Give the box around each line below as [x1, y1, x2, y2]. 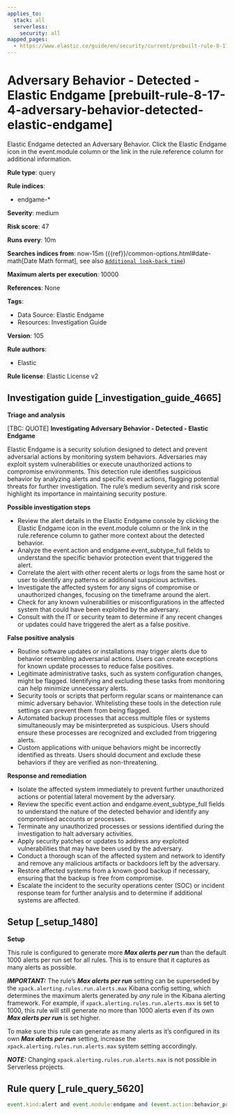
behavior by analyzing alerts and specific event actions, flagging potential [7, 474, 219, 483]
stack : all [13, 17, 45, 24]
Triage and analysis [7, 410, 65, 419]
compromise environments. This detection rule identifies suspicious [7, 467, 202, 476]
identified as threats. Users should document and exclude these [17, 750, 201, 759]
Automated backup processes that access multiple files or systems [17, 713, 210, 722]
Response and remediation [7, 771, 87, 780]
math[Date [7, 256, 38, 265]
